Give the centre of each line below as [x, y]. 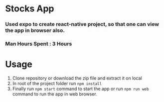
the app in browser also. [35, 30]
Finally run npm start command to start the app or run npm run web [81, 89]
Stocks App [30, 9]
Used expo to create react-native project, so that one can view [82, 24]
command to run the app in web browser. [55, 94]
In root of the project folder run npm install [57, 83]
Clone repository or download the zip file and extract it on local [77, 78]
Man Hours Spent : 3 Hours [39, 44]
